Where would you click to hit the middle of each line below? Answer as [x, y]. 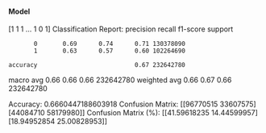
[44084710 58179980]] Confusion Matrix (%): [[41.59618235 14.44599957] [133, 113]
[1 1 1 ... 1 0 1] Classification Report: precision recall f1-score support [121, 29]
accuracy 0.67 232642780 [97, 65]
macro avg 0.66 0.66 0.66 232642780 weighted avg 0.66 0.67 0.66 [120, 80]
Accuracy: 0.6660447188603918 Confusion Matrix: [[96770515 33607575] [132, 104]
